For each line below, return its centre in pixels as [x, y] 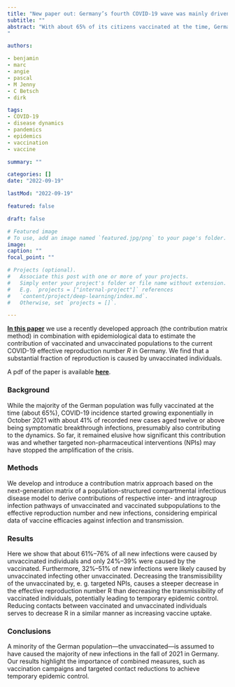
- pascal [20, 78]
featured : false [31, 206]
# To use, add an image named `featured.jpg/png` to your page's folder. [117, 238]
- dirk [17, 98]
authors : [20, 46]
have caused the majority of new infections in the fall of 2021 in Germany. [113, 654]
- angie [19, 71]
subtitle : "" [26, 20]
